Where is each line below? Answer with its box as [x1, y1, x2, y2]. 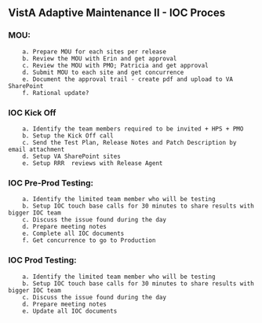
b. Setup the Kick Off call [22, 131, 114, 140]
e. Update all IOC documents [22, 306, 118, 315]
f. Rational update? [22, 89, 89, 97]
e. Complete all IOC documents [22, 229, 125, 238]
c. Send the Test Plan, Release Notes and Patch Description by [22, 138, 237, 146]
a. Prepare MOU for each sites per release [22, 47, 167, 56]
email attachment [8, 145, 65, 153]
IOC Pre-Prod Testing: [8, 177, 94, 188]
